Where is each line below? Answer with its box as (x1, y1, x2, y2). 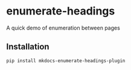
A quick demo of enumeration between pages (6, 24, 121, 31)
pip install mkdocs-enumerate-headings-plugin (6, 57, 126, 64)
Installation (6, 42, 50, 52)
